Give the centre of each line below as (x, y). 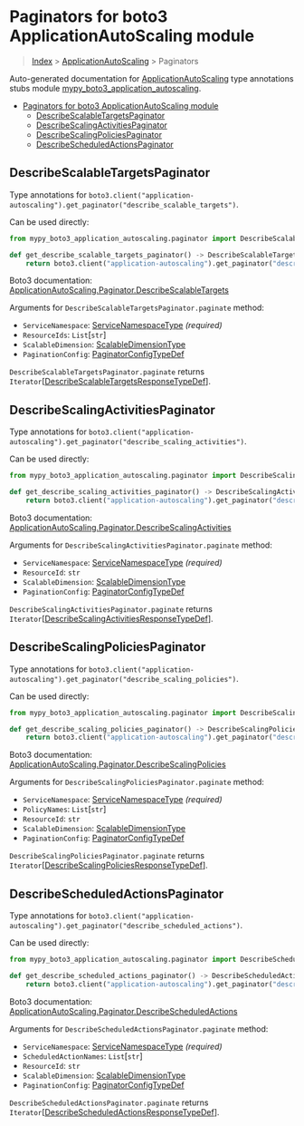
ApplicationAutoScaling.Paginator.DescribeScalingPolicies (118, 764)
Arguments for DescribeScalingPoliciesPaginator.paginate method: (137, 782)
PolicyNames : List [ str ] (64, 810)
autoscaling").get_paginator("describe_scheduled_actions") (125, 927)
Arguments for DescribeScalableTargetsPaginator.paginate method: (137, 308)
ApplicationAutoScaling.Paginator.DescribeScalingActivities (121, 527)
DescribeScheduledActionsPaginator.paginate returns (109, 1102)
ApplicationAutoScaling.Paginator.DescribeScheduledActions (123, 1011)
